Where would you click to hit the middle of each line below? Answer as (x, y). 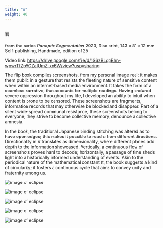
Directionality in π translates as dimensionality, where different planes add (80, 142)
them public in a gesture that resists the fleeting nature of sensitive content (81, 80)
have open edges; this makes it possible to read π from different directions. (81, 137)
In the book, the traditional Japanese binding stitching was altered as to (77, 131)
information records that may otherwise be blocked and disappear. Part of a (82, 106)
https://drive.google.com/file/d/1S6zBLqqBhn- (74, 60)
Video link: (16, 60)
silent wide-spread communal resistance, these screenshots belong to (76, 112)
